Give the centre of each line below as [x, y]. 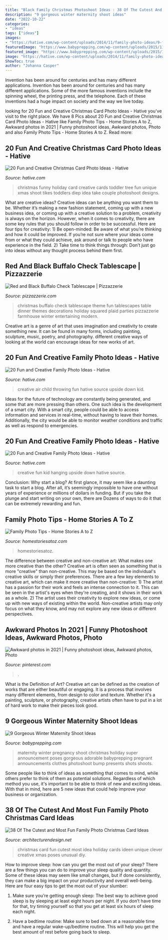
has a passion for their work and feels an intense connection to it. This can [82, 588]
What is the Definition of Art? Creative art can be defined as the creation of [82, 684]
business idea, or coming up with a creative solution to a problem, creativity [83, 213]
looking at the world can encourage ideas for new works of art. [70, 342]
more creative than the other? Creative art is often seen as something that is [83, 566]
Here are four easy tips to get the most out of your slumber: [66, 886]
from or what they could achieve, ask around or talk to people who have [79, 240]
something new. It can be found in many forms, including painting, [73, 331]
